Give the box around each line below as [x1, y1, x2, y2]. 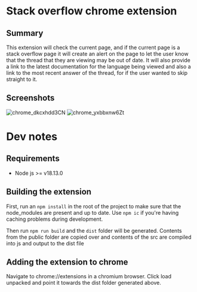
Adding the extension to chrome [6, 257, 128, 267]
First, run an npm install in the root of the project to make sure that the [6, 202, 181, 210]
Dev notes [6, 130, 58, 143]
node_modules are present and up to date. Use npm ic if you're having [6, 209, 179, 216]
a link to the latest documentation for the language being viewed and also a [6, 63, 191, 70]
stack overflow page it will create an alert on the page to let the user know [6, 50, 189, 57]
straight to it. [6, 76, 38, 83]
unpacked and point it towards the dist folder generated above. [6, 279, 161, 287]
